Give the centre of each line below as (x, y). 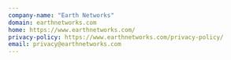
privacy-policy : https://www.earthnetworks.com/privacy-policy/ (116, 37)
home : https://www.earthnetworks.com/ (72, 30)
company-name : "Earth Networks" (61, 15)
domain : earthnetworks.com (52, 23)
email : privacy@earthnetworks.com (65, 44)
